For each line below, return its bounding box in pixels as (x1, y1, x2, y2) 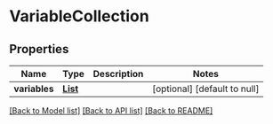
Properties (9, 42, 69, 57)
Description (92, 68, 144, 80)
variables (13, 82, 54, 95)
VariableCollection (9, 6, 149, 27)
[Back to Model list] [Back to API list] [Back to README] (9, 105, 213, 116)
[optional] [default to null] (152, 82, 260, 95)
